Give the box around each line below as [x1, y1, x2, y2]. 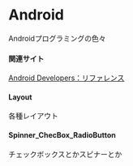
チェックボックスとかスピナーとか [8, 149, 122, 159]
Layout [8, 92, 32, 102]
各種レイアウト [8, 111, 58, 121]
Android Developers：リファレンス [8, 73, 125, 83]
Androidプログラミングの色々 [8, 33, 106, 43]
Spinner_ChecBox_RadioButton [8, 130, 116, 139]
